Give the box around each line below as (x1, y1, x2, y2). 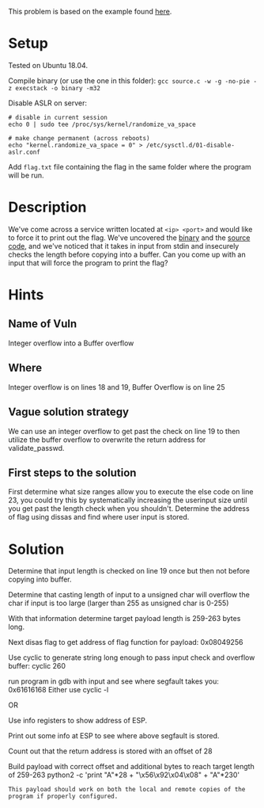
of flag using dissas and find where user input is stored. (8, 513, 190, 522)
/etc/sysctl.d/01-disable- (145, 141, 236, 149)
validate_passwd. (8, 443, 65, 452)
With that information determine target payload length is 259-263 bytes (8, 614, 241, 623)
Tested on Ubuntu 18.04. (8, 60, 89, 70)
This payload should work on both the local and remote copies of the (8, 786, 246, 794)
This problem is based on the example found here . (8, 7, 172, 16)
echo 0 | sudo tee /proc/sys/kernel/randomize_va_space (8, 120, 196, 128)
